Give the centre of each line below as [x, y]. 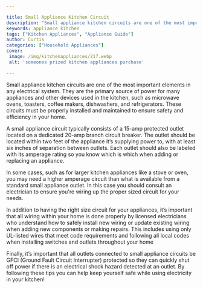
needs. [15, 198]
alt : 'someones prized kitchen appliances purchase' [77, 62]
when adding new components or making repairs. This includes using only [99, 229]
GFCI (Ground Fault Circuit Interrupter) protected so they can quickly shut [98, 260]
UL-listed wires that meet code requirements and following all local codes [98, 235]
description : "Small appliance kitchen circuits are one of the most [96, 23]
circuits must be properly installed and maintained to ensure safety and [95, 110]
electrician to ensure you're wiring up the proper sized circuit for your [93, 192]
